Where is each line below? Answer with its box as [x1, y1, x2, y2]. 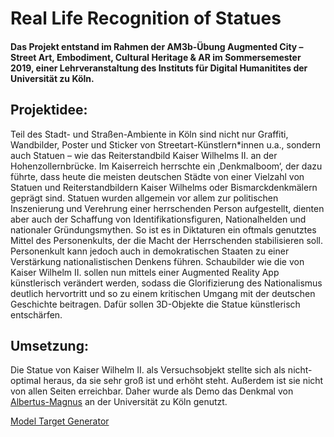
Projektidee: [10, 102, 88, 119]
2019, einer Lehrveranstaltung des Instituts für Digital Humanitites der [10, 62, 308, 74]
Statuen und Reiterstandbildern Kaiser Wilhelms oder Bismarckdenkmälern [10, 181, 318, 193]
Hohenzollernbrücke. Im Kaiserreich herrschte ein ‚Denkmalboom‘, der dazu [10, 160, 323, 172]
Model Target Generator [10, 415, 110, 427]
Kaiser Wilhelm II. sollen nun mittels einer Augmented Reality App [10, 266, 280, 278]
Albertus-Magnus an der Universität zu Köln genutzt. [10, 396, 228, 408]
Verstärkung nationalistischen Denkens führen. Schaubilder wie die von [10, 255, 305, 267]
